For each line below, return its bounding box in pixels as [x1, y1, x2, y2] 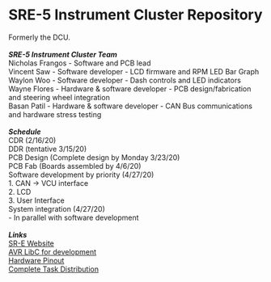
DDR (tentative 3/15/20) [8, 144, 87, 154]
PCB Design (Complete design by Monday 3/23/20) [8, 152, 180, 162]
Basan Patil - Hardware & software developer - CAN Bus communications [8, 101, 253, 111]
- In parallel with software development [8, 213, 139, 222]
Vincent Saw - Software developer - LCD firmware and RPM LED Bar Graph [8, 66, 260, 76]
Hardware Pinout [8, 255, 65, 265]
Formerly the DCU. [8, 32, 71, 42]
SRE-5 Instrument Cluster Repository [8, 6, 263, 24]
